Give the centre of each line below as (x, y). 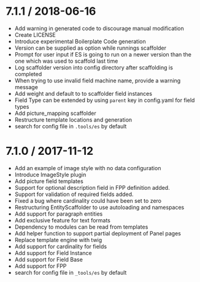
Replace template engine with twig (58, 240)
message (26, 87)
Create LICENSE (35, 34)
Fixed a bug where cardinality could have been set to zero (88, 200)
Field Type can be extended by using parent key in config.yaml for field (105, 100)
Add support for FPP (40, 266)
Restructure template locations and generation (73, 119)
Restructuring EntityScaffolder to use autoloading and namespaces (99, 207)
